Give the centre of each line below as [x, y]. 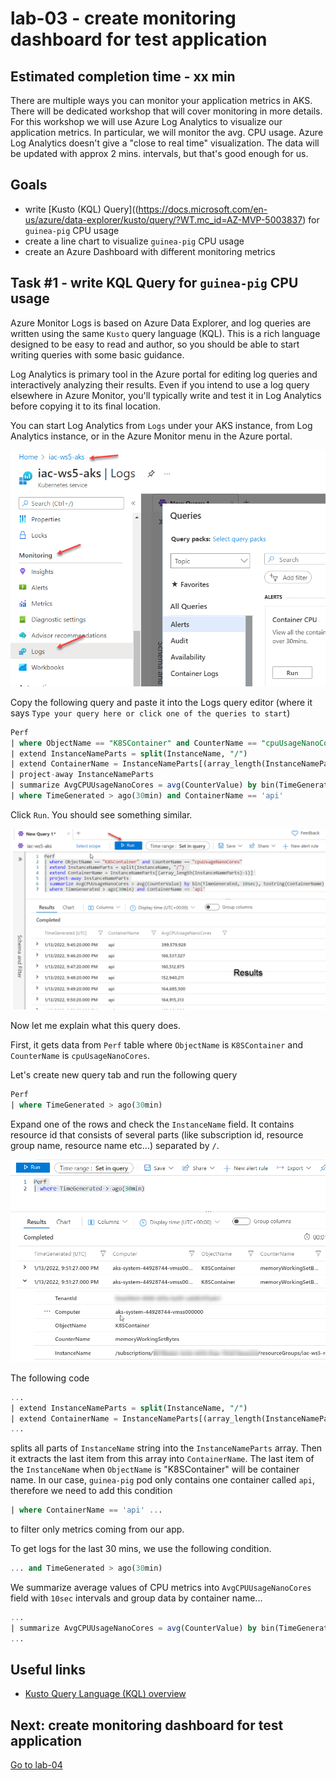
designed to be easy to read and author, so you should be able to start [155, 344]
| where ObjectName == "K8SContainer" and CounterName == [133, 743]
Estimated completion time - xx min [123, 76]
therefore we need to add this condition [91, 1491]
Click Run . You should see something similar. [101, 814]
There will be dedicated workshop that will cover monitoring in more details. [166, 111]
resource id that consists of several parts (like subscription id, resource [157, 1135]
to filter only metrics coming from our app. [97, 1529]
